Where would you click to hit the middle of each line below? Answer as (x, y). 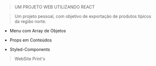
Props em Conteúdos (31, 40)
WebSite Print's (30, 59)
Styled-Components (30, 49)
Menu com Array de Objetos (38, 31)
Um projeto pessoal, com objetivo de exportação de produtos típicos (83, 16)
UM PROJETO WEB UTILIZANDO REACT (55, 7)
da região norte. (30, 21)
